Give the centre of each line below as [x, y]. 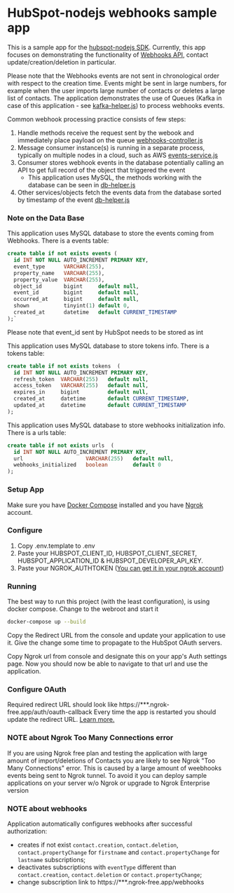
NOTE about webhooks [47, 808]
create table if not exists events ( [62, 254]
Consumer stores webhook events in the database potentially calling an [121, 162]
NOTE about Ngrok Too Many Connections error [90, 738]
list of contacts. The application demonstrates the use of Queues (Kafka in [115, 98]
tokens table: [26, 353]
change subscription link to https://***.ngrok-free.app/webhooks [111, 882]
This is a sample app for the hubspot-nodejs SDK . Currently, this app [106, 47]
